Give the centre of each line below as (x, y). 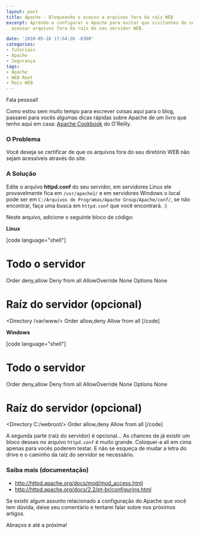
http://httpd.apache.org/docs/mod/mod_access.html (79, 483)
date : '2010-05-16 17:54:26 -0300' (50, 39)
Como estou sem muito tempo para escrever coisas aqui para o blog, (90, 111)
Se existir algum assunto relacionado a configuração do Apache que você (96, 501)
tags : (13, 66)
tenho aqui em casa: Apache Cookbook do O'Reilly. (69, 124)
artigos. (15, 513)
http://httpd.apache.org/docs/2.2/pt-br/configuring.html (83, 489)
